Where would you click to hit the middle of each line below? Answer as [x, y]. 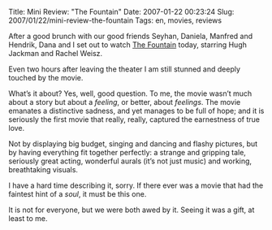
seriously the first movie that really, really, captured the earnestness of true [134, 119]
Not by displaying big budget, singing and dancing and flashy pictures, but [133, 144]
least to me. [28, 218]
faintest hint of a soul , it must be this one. [78, 194]
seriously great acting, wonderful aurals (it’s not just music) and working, [130, 161]
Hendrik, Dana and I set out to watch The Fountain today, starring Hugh [128, 45]
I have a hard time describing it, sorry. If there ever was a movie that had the [136, 185]
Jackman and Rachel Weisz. [56, 53]
